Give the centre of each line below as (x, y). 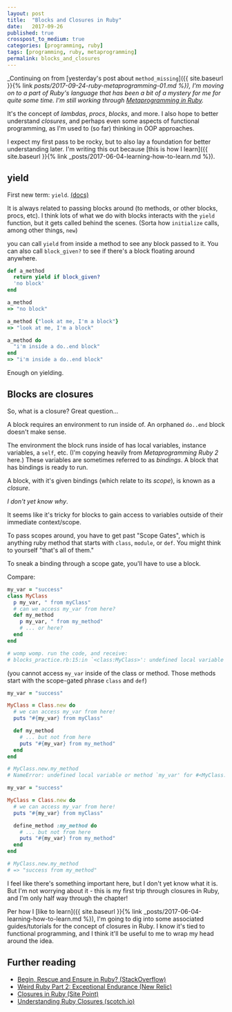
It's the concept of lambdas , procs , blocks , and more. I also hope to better (113, 113)
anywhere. (22, 258)
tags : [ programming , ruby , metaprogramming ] (72, 52)
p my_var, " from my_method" (61, 622)
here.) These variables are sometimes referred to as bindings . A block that (113, 459)
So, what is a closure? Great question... (63, 411)
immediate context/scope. (44, 522)
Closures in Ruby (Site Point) (58, 994)
